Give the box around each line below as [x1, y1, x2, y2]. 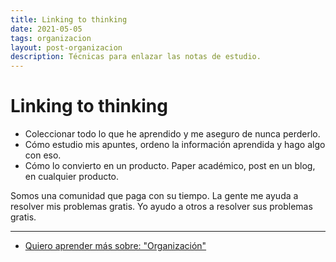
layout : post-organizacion [10, 42, 123, 53]
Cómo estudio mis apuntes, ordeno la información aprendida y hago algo [24, 139, 326, 151]
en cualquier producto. [24, 171, 120, 183]
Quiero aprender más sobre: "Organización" [24, 240, 207, 252]
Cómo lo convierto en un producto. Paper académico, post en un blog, [24, 160, 316, 172]
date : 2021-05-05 [10, 24, 83, 34]
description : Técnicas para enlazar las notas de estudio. [10, 52, 262, 62]
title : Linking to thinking [10, 14, 128, 25]
